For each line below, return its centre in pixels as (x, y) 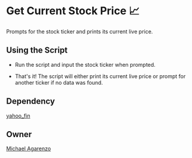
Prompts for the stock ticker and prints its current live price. (80, 31)
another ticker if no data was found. (59, 82)
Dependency (31, 101)
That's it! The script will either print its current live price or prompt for (100, 76)
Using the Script (37, 50)
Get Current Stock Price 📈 (73, 11)
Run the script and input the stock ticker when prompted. (85, 64)
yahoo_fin (18, 116)
